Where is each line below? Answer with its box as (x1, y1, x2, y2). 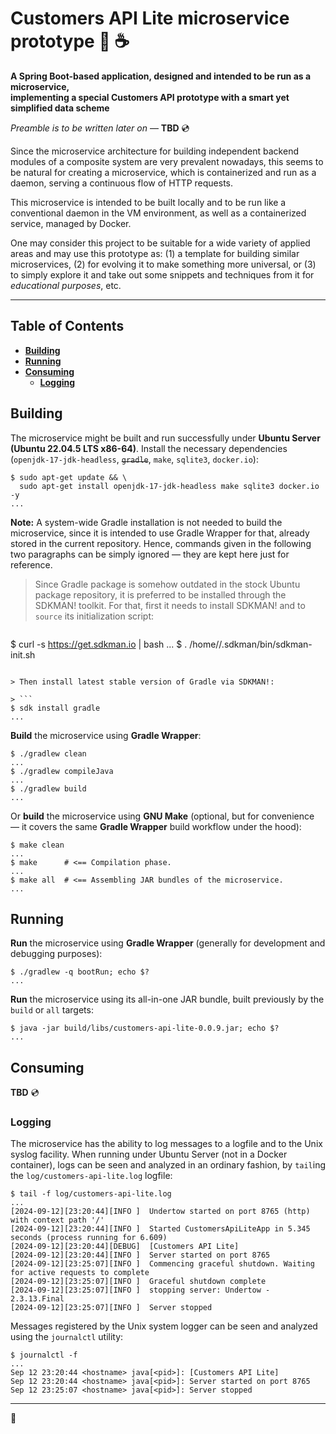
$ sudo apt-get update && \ (10, 472, 128, 482)
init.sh (10, 648, 36, 661)
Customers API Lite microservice (10, 7, 290, 30)
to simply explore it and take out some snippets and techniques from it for (10, 268, 315, 281)
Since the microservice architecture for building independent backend (10, 145, 299, 157)
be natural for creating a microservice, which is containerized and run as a (10, 166, 317, 178)
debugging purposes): (10, 948, 103, 960)
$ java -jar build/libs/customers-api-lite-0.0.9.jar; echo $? (10, 1023, 280, 1034)
